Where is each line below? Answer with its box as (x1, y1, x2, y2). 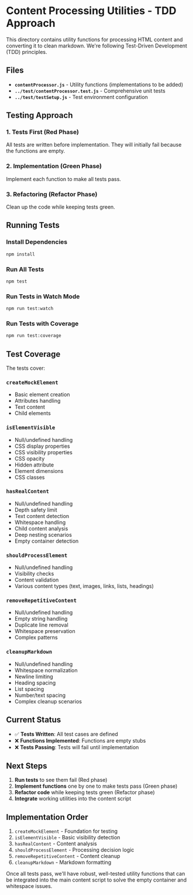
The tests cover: (6, 365, 46, 372)
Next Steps (6, 761, 47, 771)
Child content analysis (14, 525, 68, 532)
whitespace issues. (6, 883, 53, 890)
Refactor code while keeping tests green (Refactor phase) (14, 789, 155, 796)
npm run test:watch (6, 306, 54, 312)
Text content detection (14, 512, 70, 519)
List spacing (14, 685, 44, 692)
